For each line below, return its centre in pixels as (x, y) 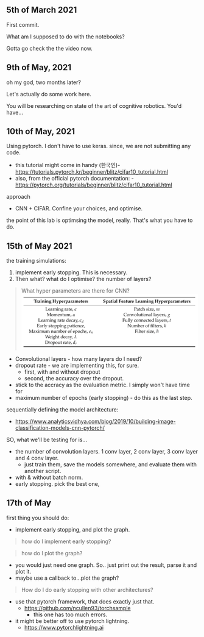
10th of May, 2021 (40, 131)
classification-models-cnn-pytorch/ (60, 428)
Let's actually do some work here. (49, 94)
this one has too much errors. (70, 614)
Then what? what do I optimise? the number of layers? (83, 279)
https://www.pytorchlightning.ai (64, 627)
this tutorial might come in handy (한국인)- (68, 165)
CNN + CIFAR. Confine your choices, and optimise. (79, 208)
